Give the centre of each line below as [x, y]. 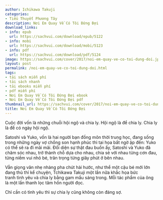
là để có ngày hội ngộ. [27, 128]
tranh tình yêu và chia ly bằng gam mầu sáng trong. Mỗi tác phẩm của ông [79, 177]
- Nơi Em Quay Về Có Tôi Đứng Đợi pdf [44, 100]
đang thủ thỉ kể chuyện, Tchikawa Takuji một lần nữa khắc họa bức [72, 172]
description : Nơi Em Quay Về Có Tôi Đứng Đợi [52, 23]
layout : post [18, 64]
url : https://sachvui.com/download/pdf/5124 [55, 55]
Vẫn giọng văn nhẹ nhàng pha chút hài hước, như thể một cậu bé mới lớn [78, 167]
